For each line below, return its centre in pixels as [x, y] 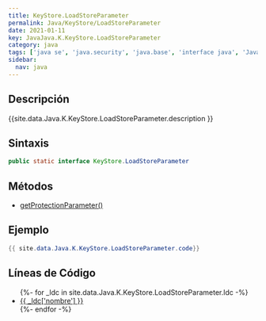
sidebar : [23, 60]
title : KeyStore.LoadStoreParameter [68, 15]
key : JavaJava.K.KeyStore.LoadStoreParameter [84, 38]
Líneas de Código [52, 273]
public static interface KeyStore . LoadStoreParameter [99, 162]
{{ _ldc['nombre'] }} [51, 300]
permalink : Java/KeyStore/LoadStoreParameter [84, 23]
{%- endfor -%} [46, 309]
